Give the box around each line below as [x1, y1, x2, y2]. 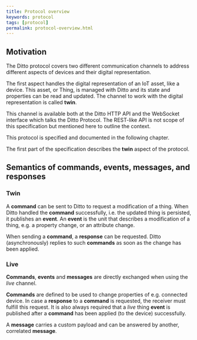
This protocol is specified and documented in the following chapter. [6, 134, 169, 141]
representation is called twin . [6, 99, 77, 106]
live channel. [6, 280, 37, 287]
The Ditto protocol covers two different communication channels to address [6, 62, 189, 69]
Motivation [6, 46, 47, 56]
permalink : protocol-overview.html [6, 25, 94, 31]
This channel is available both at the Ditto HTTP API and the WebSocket [6, 110, 180, 118]
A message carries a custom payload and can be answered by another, [6, 321, 179, 328]
